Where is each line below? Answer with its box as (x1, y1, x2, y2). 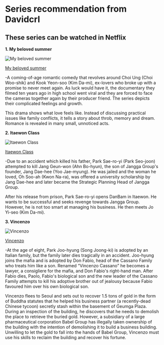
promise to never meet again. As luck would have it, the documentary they (5, 85, 155, 91)
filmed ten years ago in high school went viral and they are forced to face (5, 90, 153, 96)
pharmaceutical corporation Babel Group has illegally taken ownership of (5, 319, 152, 324)
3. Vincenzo (5, 219, 30, 224)
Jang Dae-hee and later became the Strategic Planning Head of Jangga (5, 179, 150, 185)
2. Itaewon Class (5, 130, 40, 135)
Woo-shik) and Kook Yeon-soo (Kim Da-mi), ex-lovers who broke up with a (5, 80, 156, 86)
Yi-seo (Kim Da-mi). (5, 209, 46, 215)
